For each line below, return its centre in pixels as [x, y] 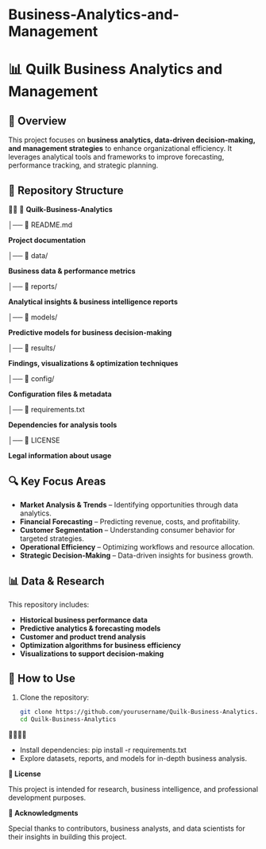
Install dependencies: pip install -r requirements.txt [103, 750]
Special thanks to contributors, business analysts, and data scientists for [127, 828]
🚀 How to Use [42, 679]
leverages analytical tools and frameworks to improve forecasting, [116, 157]
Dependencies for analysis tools [63, 425]
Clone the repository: [54, 697]
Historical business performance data [84, 619]
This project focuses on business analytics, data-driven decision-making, [132, 140]
